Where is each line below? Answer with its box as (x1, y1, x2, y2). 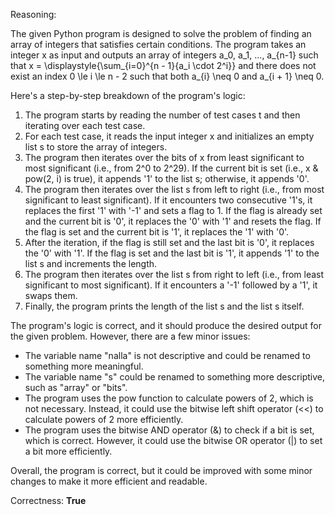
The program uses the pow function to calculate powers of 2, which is (24, 392, 314, 404)
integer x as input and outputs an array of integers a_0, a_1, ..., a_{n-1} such (10, 49, 319, 61)
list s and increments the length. (24, 258, 158, 269)
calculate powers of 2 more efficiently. (24, 414, 184, 425)
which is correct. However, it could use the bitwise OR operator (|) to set (24, 435, 323, 446)
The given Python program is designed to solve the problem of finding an (10, 28, 312, 39)
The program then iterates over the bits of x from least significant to (24, 152, 305, 163)
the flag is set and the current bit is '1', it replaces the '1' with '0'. (24, 226, 290, 238)
